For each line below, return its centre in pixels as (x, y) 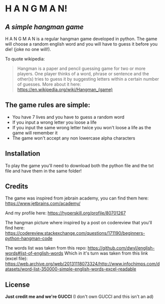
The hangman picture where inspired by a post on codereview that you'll (79, 223)
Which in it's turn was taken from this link (106, 253)
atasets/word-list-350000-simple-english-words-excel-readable (71, 269)
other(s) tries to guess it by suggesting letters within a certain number (88, 79)
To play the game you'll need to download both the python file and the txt (80, 165)
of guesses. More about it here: (49, 84)
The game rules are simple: (48, 105)
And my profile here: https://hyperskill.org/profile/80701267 (66, 213)
